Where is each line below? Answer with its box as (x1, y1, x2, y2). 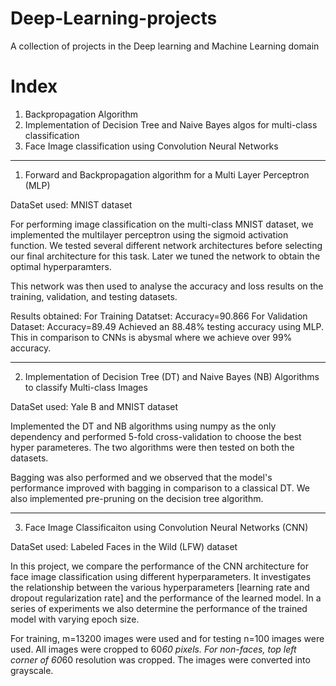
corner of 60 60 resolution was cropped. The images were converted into (10, 653, 311, 666)
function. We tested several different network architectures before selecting (10, 239, 323, 251)
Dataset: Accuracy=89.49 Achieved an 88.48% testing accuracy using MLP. (10, 320, 325, 332)
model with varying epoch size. (10, 613, 140, 625)
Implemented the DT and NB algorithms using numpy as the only (10, 420, 277, 432)
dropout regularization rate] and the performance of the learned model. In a (10, 592, 322, 604)
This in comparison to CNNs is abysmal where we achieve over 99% (10, 331, 293, 343)
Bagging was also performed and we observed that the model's (10, 471, 273, 483)
